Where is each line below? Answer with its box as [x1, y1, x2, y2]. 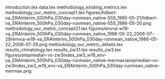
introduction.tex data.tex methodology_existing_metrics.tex [5, 4, 127, 10]
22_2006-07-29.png [5, 41, 48, 47]
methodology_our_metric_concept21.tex [5, 25, 88, 31]
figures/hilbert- [86, 9, 117, 15]
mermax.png [5, 68, 32, 74]
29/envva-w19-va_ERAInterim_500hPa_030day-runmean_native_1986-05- [5, 36, 158, 42]
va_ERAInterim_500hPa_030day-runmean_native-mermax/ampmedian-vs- [5, 57, 159, 63]
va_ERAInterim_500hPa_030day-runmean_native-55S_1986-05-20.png [5, 20, 152, 26]
